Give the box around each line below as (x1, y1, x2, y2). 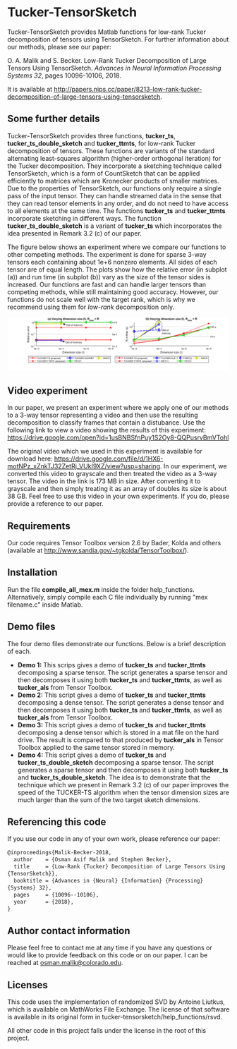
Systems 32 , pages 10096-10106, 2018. (7, 71, 121, 80)
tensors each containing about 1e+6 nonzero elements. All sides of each (7, 257, 217, 266)
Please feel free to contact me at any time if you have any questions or (7, 943, 213, 952)
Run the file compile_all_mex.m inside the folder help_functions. (7, 585, 195, 593)
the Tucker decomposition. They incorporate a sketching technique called (7, 162, 222, 170)
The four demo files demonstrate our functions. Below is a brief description (7, 639, 226, 648)
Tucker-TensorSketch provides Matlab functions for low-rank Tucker (7, 28, 207, 36)
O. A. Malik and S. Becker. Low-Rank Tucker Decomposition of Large (7, 56, 207, 64)
